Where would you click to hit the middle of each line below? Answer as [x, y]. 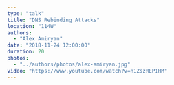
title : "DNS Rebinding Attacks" [53, 20]
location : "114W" [32, 26]
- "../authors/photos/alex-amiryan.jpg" [72, 64]
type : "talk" [26, 13]
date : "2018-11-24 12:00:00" [49, 45]
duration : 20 [26, 52]
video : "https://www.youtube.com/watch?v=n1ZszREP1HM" [87, 71]
